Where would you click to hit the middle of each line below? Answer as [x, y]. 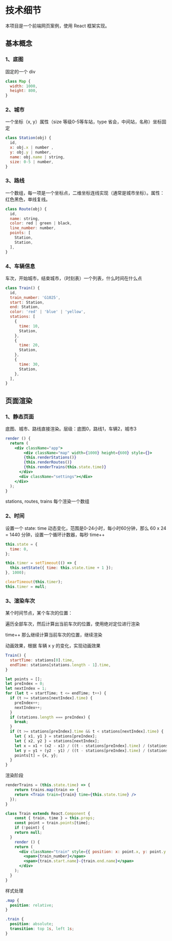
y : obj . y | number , [31, 152]
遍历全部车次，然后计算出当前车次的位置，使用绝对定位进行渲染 [72, 624]
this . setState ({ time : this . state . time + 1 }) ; [62, 568]
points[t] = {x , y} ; [36, 755]
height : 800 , [24, 91]
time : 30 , [29, 364]
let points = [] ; [24, 679]
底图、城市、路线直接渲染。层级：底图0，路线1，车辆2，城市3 [71, 429]
